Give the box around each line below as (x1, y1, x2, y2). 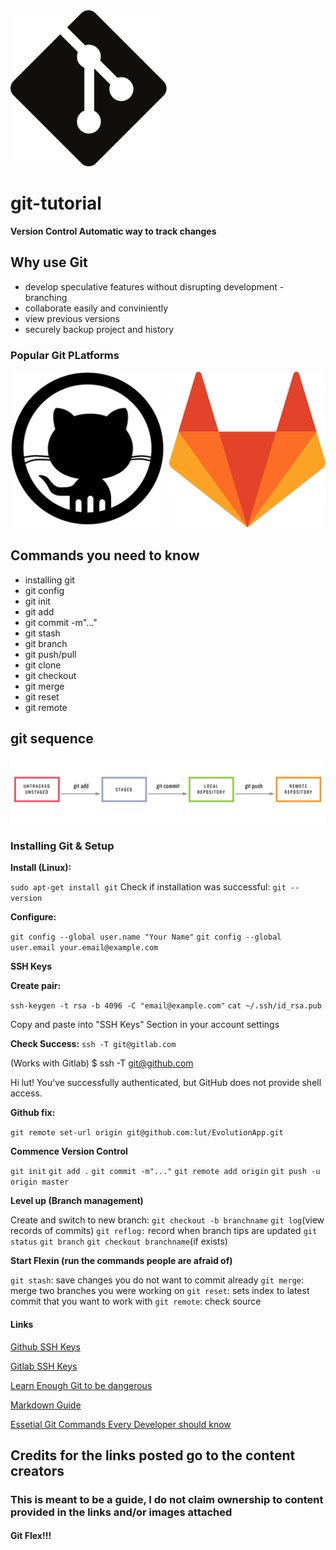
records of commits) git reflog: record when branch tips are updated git (10, 1225, 318, 1237)
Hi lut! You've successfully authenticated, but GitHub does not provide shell (10, 1077, 322, 1089)
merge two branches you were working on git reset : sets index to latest (10, 1285, 310, 1297)
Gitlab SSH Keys (10, 1360, 78, 1372)
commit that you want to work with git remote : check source (10, 1295, 262, 1308)
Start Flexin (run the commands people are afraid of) (10, 1255, 233, 1267)
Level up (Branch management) (10, 1195, 144, 1207)
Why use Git (10, 254, 88, 271)
